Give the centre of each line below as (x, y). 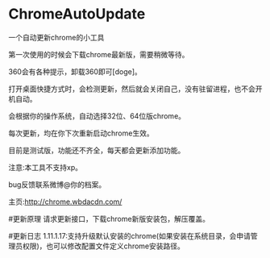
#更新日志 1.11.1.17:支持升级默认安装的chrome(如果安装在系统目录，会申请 (130, 235)
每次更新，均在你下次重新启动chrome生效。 (81, 133)
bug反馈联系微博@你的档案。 (57, 184)
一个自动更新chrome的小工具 (56, 37)
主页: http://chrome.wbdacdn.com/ (65, 202)
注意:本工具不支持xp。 (46, 167)
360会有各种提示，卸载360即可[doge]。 (75, 71)
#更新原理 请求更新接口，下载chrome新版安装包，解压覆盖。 (109, 218)
